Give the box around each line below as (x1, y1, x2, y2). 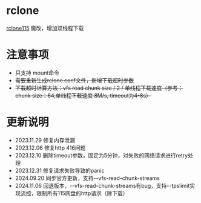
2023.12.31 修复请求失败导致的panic (15, 167, 105, 174)
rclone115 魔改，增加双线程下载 (6, 24, 84, 32)
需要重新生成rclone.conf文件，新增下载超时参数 (15, 76, 134, 84)
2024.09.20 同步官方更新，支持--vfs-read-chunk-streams (15, 174, 160, 182)
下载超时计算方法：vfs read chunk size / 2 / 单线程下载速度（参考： (15, 84, 183, 92)
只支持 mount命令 (15, 69, 59, 76)
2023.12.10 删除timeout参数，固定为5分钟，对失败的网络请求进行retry (15, 151, 188, 159)
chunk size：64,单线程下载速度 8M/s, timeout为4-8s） (15, 92, 151, 99)
